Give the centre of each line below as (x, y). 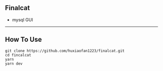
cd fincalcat (18, 55)
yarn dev (14, 63)
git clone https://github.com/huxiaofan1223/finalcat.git (65, 51)
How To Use (24, 40)
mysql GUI (22, 19)
